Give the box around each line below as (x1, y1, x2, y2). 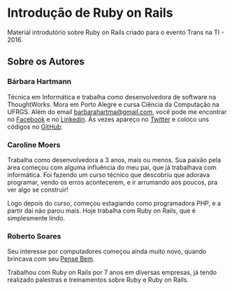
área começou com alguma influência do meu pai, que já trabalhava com (7, 163, 217, 171)
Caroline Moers (7, 140, 61, 150)
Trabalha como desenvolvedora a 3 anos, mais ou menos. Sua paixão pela (7, 155, 221, 164)
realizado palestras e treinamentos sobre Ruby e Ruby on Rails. (7, 276, 189, 284)
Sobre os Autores (7, 56, 85, 68)
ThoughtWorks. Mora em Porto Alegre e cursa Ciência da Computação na (7, 100, 220, 108)
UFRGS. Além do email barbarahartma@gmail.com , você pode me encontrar (7, 107, 227, 116)
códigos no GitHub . (7, 122, 63, 131)
